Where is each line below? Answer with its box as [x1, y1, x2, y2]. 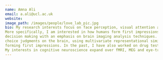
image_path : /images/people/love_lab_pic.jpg [5, 20, 98, 26]
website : [5, 16, 23, 21]
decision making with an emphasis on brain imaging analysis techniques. [5, 34, 158, 39]
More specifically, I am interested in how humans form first [5, 30, 133, 34]
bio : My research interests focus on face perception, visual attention [5, 25, 155, 30]
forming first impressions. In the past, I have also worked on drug [5, 43, 149, 48]
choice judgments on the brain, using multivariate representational [5, 39, 149, 44]
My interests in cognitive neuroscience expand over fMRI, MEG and [5, 47, 145, 52]
